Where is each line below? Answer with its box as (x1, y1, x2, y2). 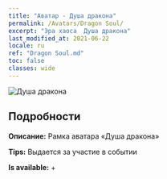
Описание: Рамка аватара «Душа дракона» (8, 131, 160, 141)
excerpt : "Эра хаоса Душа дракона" (8, 27, 131, 35)
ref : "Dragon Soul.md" (8, 49, 84, 57)
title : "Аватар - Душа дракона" (8, 11, 116, 20)
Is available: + (8, 162, 56, 172)
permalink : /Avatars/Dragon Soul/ (8, 19, 124, 27)
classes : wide (8, 65, 56, 73)
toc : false (8, 57, 45, 65)
